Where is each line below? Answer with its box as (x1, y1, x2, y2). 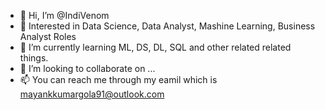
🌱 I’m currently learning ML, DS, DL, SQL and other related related (19, 41, 292, 53)
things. (19, 52, 49, 64)
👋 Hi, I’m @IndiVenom (19, 10, 110, 21)
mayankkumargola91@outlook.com (19, 88, 165, 100)
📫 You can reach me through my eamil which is (19, 74, 218, 85)
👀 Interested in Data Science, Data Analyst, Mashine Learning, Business (19, 20, 316, 32)
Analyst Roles (19, 31, 77, 42)
